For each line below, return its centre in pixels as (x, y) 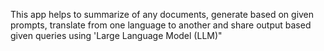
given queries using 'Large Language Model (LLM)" (116, 35)
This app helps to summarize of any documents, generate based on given (162, 14)
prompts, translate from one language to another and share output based (161, 25)
